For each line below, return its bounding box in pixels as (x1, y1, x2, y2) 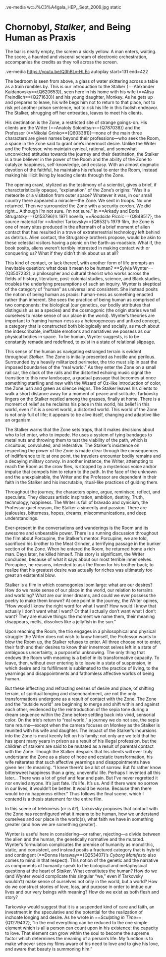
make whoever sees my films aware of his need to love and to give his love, (5, 941, 160, 947)
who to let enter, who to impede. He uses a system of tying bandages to (5, 431, 152, 438)
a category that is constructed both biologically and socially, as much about (5, 323, 160, 329)
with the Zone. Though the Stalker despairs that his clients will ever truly (5, 748, 153, 754)
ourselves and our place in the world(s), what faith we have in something (5, 816, 154, 822)
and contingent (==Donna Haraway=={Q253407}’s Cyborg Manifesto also (5, 852, 157, 858)
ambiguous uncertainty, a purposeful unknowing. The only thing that (5, 649, 145, 655)
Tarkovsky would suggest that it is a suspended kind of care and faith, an (5, 903, 155, 909)
